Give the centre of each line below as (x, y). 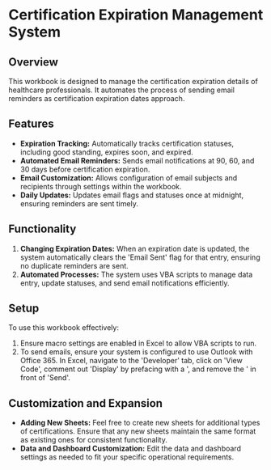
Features (31, 124)
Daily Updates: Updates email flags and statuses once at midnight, (132, 195)
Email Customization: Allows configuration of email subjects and (129, 178)
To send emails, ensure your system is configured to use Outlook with (136, 352)
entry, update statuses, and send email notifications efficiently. (125, 283)
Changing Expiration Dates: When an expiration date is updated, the (135, 248)
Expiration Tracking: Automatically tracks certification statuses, (127, 143)
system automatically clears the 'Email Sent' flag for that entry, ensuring (140, 257)
